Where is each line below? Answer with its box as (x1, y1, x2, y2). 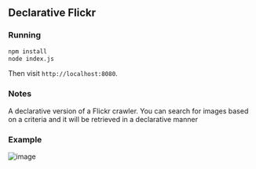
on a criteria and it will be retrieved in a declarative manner (8, 114, 199, 124)
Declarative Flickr (8, 6, 97, 20)
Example (8, 134, 42, 145)
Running (8, 30, 42, 41)
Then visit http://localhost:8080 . (8, 69, 118, 78)
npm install (8, 47, 47, 56)
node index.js (8, 55, 55, 63)
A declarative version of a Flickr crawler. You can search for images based (8, 106, 249, 116)
